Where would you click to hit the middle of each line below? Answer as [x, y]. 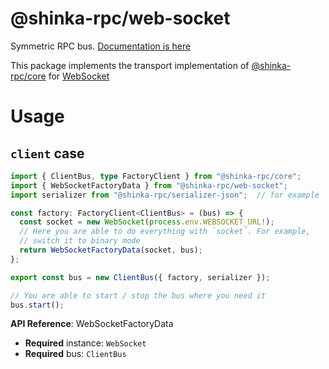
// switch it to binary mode [80, 241]
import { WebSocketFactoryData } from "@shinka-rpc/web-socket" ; [149, 185]
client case [47, 153]
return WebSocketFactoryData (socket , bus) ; [111, 250]
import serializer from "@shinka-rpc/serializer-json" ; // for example [165, 195]
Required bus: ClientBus [75, 354]
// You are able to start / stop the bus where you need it [138, 295]
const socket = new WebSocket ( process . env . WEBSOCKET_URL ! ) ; [147, 222]
